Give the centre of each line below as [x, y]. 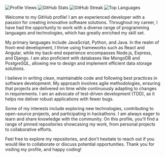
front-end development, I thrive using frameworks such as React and [75, 47]
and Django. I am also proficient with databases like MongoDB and [73, 58]
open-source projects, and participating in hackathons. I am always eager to [82, 114]
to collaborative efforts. [29, 129]
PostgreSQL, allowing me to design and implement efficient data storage [79, 63]
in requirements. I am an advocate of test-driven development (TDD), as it [80, 94]
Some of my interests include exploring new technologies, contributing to [80, 109]
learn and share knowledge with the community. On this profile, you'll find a [82, 119]
